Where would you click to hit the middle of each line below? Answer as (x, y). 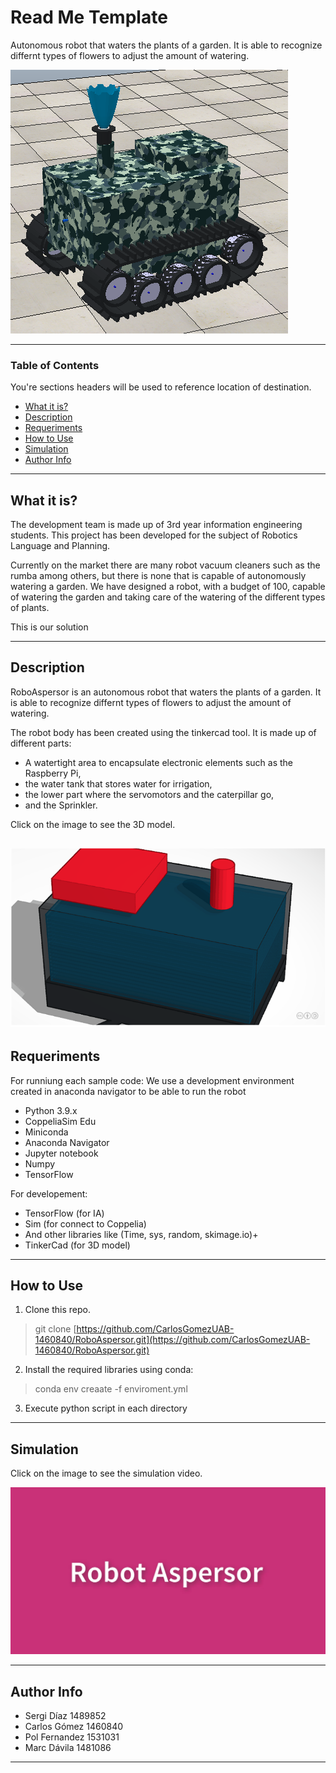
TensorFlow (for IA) (64, 1213)
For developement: (49, 1193)
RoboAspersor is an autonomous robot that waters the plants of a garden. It (166, 692)
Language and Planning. (60, 546)
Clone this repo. (57, 1310)
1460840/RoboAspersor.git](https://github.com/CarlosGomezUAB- (172, 1340)
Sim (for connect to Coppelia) (85, 1223)
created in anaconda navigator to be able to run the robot (128, 1091)
